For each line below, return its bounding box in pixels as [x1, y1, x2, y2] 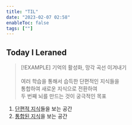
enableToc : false [6, 20, 49, 26]
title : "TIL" [6, 8, 39, 15]
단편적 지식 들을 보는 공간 [14, 105, 73, 112]
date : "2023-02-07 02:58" [6, 14, 70, 20]
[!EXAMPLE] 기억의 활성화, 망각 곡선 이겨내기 [20, 64, 127, 71]
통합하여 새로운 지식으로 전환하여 [20, 85, 98, 92]
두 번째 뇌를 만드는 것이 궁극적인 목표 [20, 93, 107, 100]
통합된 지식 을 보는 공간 [14, 112, 68, 120]
